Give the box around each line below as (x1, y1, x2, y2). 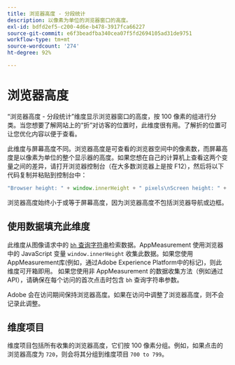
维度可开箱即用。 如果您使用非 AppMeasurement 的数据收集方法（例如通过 (7, 266, 224, 275)
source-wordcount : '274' (7, 43, 80, 50)
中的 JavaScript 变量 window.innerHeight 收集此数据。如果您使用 (7, 249, 194, 257)
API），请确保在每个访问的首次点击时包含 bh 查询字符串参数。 (7, 275, 183, 284)
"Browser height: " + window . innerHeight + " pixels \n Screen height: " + (7, 185, 227, 192)
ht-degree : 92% (7, 50, 52, 57)
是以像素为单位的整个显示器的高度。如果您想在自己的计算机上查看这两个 (13, 153, 222, 162)
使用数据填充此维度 (7, 221, 90, 233)
